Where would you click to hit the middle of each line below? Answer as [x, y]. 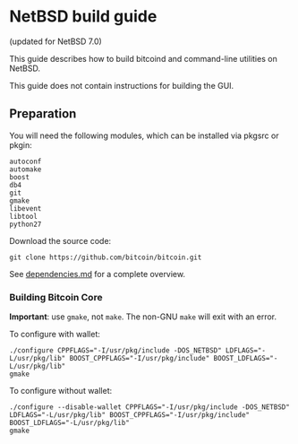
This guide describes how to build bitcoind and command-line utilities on [143, 58]
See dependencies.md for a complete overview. [98, 274]
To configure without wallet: [61, 391]
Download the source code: [60, 240]
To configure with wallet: [55, 335]
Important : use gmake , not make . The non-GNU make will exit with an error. [143, 317]
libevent [26, 208]
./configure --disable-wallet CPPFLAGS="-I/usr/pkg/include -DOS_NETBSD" [150, 407]
